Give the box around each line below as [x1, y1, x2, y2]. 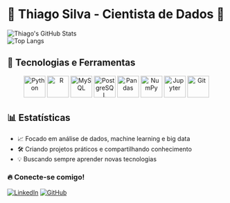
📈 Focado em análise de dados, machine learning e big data [17, 134, 191, 143]
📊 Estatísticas [7, 112, 71, 124]
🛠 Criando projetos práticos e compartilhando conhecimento [17, 145, 193, 153]
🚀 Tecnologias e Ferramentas [7, 57, 136, 69]
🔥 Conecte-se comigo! [7, 172, 85, 182]
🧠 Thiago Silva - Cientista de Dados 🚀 [7, 6, 225, 22]
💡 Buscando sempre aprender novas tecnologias [17, 154, 157, 163]
